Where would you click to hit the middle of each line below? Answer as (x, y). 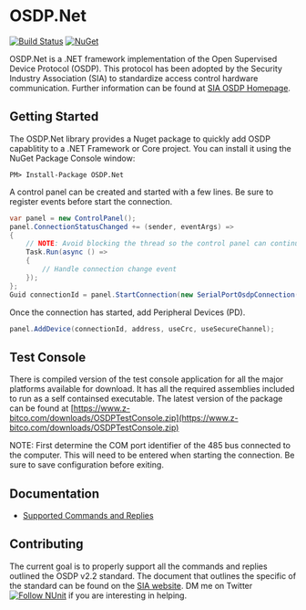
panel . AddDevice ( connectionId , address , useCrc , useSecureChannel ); (142, 329)
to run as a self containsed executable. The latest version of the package (146, 399)
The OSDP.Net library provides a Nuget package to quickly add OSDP (140, 139)
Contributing (46, 544)
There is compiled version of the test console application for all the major (147, 379)
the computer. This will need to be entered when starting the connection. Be (152, 455)
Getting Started (54, 116)
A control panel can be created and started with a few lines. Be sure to (142, 192)
